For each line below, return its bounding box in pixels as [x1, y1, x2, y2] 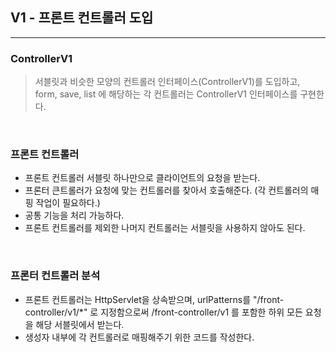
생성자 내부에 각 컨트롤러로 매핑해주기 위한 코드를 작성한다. [24, 331, 255, 343]
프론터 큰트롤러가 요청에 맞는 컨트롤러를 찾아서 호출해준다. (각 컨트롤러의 [24, 184, 309, 197]
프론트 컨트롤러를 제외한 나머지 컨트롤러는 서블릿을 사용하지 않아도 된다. [24, 222, 306, 234]
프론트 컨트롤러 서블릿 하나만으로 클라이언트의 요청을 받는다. [24, 172, 261, 184]
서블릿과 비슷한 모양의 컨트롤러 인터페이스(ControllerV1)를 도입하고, [34, 76, 301, 88]
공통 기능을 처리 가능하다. [24, 209, 125, 222]
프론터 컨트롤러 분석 [10, 269, 101, 283]
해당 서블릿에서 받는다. [35, 318, 125, 330]
